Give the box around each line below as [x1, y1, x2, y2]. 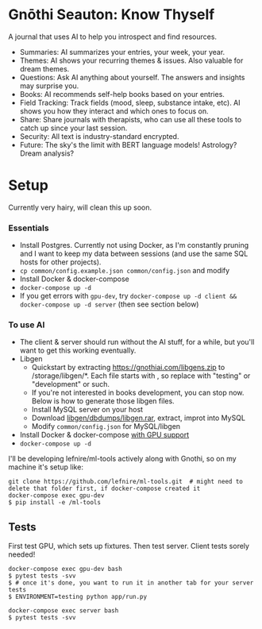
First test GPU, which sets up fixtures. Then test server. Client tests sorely [8, 542, 250, 551]
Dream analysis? [19, 149, 74, 158]
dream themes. [19, 64, 70, 73]
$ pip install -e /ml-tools [8, 499, 102, 507]
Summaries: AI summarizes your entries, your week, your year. [19, 47, 225, 56]
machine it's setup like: [8, 462, 83, 472]
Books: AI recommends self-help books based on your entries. [19, 89, 225, 98]
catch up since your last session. [19, 123, 128, 133]
